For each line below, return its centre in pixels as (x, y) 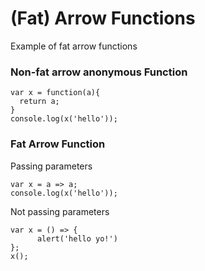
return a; (39, 102)
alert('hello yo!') (77, 238)
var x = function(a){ (55, 93)
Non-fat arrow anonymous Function (99, 72)
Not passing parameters (60, 211)
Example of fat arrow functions (74, 46)
